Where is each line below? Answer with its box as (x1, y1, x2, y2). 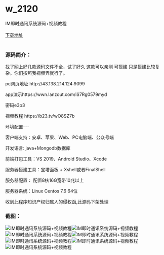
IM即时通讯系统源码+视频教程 (5, 20, 67, 26)
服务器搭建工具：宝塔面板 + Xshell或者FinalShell (5, 167, 106, 173)
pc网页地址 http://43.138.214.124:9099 (5, 81, 85, 87)
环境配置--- (5, 124, 29, 130)
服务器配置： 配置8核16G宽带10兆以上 (5, 177, 84, 183)
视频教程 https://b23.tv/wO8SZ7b (5, 113, 75, 119)
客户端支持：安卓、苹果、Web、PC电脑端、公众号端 (5, 134, 114, 140)
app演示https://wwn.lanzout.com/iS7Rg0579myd (5, 91, 107, 97)
